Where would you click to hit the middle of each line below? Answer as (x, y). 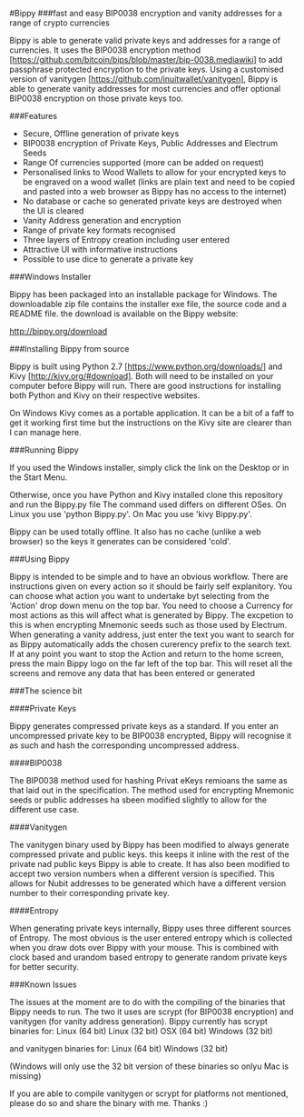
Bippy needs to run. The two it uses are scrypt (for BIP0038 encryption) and (152, 1012)
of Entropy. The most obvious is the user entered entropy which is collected (151, 938)
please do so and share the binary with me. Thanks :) (109, 1103)
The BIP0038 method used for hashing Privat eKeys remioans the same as (148, 780)
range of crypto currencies (60, 23)
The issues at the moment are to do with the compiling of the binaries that (147, 1002)
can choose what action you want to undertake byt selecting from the (139, 596)
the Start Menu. (39, 477)
